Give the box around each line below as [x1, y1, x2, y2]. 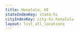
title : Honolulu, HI [5, 7, 49, 12]
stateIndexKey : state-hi [5, 12, 58, 17]
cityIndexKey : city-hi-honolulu [5, 16, 74, 21]
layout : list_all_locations [5, 21, 65, 26]
